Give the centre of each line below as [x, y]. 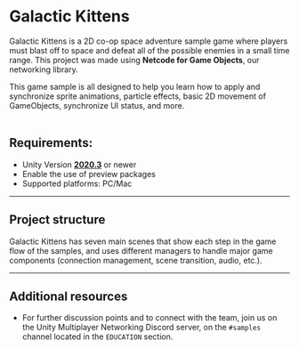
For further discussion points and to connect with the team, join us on [149, 318]
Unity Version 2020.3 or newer [79, 164]
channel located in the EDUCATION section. [97, 337]
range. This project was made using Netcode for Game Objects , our [134, 60]
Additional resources [69, 296]
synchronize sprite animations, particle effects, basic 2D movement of [138, 96]
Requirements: [51, 143]
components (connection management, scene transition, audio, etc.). [136, 260]
